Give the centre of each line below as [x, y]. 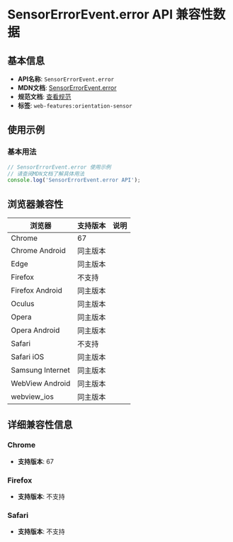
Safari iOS [28, 357]
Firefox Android [36, 290]
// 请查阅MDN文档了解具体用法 [46, 174]
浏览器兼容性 [35, 204]
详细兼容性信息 [40, 425]
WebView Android [41, 383]
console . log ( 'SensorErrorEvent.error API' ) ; [74, 180]
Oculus [23, 304]
